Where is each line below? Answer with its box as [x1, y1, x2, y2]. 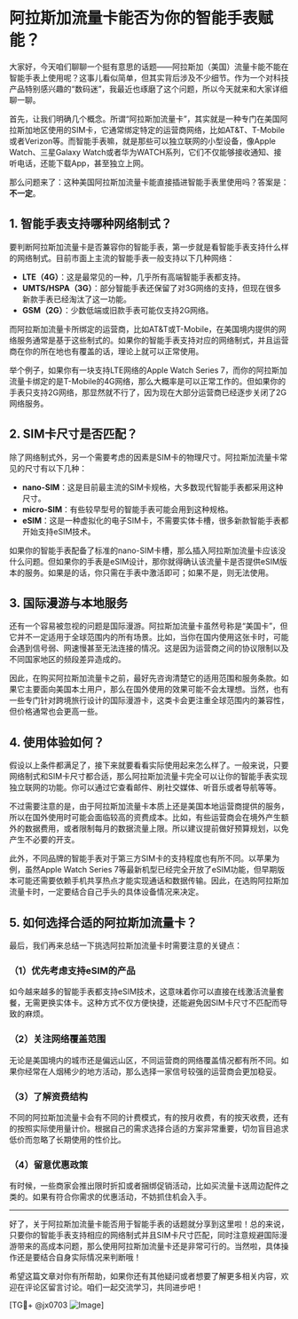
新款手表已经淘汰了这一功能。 [21, 294, 131, 304]
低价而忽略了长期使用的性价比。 [9, 1133, 126, 1145]
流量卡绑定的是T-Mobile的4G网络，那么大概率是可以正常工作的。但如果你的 [9, 375, 286, 386]
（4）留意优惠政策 [9, 1158, 89, 1171]
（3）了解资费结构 [9, 1090, 89, 1102]
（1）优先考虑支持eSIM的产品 [9, 964, 136, 976]
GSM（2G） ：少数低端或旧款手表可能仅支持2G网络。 [21, 304, 214, 315]
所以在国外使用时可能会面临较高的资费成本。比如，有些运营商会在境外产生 [9, 812, 281, 823]
